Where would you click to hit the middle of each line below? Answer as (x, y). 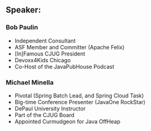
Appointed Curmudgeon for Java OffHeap (67, 121)
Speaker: (23, 10)
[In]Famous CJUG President (50, 54)
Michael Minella (30, 82)
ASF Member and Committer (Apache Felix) (69, 47)
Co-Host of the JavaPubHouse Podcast (64, 66)
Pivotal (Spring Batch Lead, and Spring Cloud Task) (79, 95)
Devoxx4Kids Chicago (42, 60)
